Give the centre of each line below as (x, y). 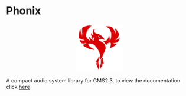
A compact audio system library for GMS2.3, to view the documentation (93, 80)
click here (18, 87)
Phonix (24, 11)
